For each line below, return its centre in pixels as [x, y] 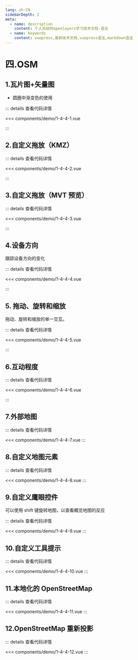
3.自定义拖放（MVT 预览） [47, 195]
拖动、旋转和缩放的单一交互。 [36, 319]
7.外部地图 [21, 417]
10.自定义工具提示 [33, 548]
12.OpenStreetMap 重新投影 [49, 629]
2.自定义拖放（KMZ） [39, 145]
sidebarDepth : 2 [22, 15]
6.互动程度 [22, 367]
